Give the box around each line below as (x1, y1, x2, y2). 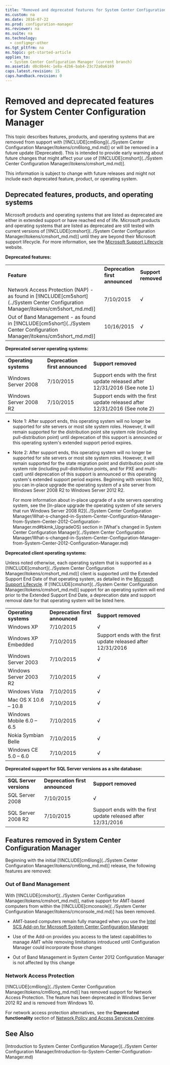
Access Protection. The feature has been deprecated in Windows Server (5, 995, 156, 1001)
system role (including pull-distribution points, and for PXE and (12, 465, 144, 471)
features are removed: (5, 868, 52, 874)
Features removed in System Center (5, 836, 121, 844)
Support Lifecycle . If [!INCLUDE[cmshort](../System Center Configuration (5, 581, 158, 587)
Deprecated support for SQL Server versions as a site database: (5, 765, 143, 772)
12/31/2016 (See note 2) (93, 405, 154, 412)
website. (5, 244, 23, 250)
